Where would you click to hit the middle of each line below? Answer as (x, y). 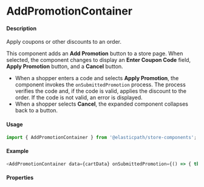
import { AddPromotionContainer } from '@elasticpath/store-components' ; (102, 137)
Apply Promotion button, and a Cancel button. (65, 66)
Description (22, 28)
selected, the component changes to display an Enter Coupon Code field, (99, 60)
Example (18, 151)
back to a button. (36, 110)
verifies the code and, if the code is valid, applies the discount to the (101, 91)
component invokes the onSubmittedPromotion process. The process (100, 85)
